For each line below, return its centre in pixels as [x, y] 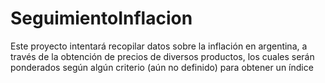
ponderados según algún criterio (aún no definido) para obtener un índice [162, 67]
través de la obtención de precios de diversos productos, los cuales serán [162, 56]
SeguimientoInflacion [101, 18]
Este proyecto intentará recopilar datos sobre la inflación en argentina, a [159, 46]
